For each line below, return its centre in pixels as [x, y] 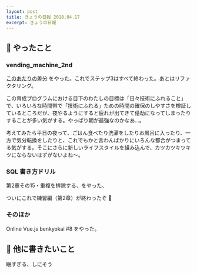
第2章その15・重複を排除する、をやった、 [57, 185]
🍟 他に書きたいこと [41, 249]
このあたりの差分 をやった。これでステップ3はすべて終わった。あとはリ [93, 79]
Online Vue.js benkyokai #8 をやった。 [53, 229]
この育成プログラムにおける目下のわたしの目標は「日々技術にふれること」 [96, 98]
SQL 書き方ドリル [31, 171]
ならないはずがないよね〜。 [50, 155]
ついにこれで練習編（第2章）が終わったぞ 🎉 [59, 198]
